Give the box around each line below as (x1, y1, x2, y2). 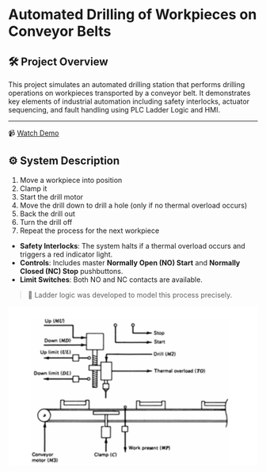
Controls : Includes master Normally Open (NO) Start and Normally (19, 257, 241, 267)
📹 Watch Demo (8, 128, 59, 138)
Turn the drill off (19, 217, 73, 226)
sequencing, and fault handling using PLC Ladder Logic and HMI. (8, 105, 220, 114)
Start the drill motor (19, 192, 84, 201)
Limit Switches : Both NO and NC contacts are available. (19, 275, 203, 284)
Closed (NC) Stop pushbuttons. (19, 266, 123, 276)
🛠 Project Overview (8, 55, 108, 68)
